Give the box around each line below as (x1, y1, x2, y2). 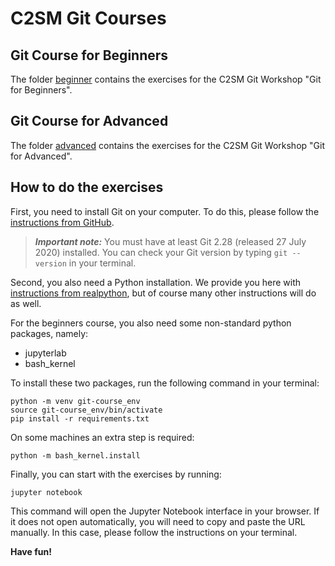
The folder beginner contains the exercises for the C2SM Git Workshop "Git (10, 73, 322, 85)
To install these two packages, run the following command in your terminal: (10, 377, 320, 389)
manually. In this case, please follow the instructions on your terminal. (10, 526, 298, 538)
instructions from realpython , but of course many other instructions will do (10, 287, 317, 299)
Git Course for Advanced (10, 113, 169, 130)
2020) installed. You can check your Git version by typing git (34, 246, 288, 258)
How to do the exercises (10, 179, 164, 196)
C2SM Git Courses (10, 7, 167, 30)
